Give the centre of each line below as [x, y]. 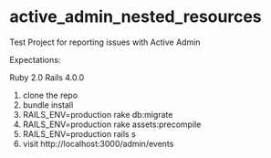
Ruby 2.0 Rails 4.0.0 [47, 77]
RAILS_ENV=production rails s [79, 133]
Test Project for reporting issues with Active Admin [105, 42]
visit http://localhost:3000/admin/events [98, 143]
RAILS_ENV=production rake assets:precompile [112, 124]
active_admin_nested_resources [135, 17]
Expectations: [35, 59]
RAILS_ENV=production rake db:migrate [98, 114]
